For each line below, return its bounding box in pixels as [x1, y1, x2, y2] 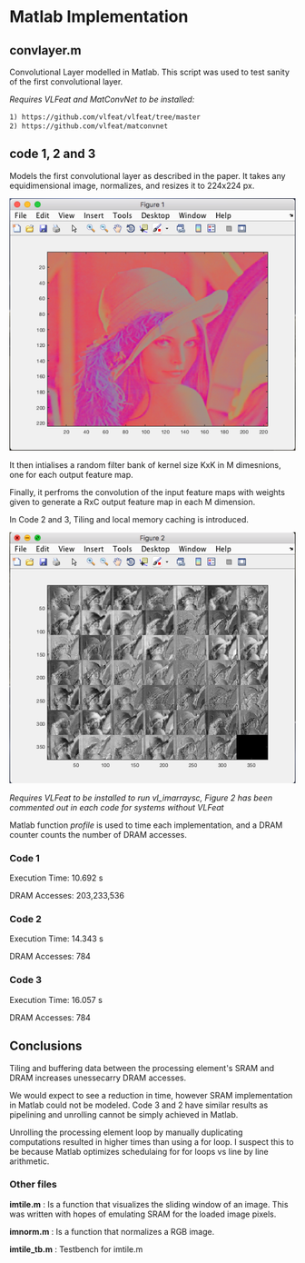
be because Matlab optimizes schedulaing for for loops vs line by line [9, 1146, 270, 1157]
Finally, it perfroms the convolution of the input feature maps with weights [9, 486, 286, 497]
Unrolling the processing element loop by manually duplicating [9, 1127, 243, 1138]
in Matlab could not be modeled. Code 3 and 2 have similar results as [9, 1099, 269, 1110]
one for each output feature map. [9, 469, 133, 480]
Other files [9, 1178, 57, 1191]
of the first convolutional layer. [9, 76, 123, 87]
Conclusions [9, 1039, 83, 1054]
